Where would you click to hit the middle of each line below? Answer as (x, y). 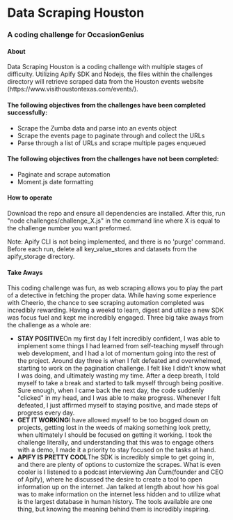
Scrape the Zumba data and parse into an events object (97, 128)
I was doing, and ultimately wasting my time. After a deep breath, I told (118, 376)
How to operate (30, 198)
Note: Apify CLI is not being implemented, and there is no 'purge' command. (116, 242)
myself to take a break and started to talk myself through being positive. (120, 383)
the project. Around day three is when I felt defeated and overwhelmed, (120, 361)
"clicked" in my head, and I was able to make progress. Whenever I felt (119, 398)
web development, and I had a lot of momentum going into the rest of (116, 353)
